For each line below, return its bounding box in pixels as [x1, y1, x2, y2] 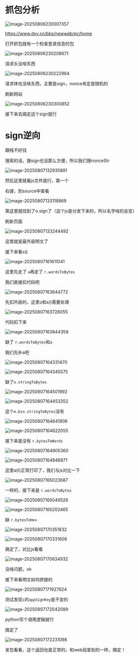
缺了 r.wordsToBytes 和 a [5, 339, 53, 345]
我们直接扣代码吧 [5, 279, 40, 285]
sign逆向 [5, 130, 41, 141]
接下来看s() [5, 248, 28, 254]
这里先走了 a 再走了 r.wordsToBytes [5, 269, 75, 274]
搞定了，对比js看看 [5, 546, 43, 552]
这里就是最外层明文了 [5, 238, 48, 244]
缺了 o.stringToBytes [5, 379, 47, 384]
